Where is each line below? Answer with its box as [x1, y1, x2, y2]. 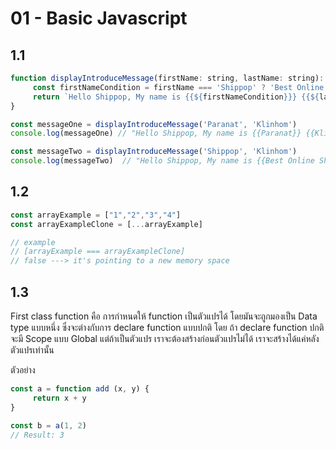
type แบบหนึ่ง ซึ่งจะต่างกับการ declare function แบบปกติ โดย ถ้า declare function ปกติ [10, 322, 325, 333]
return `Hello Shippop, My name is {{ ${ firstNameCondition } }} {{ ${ [32, 92, 320, 102]
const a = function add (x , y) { [10, 384, 150, 394]
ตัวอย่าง [10, 364, 36, 376]
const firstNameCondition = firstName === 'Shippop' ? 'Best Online [32, 82, 325, 92]
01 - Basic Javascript [10, 7, 188, 30]
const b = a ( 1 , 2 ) [10, 420, 87, 431]
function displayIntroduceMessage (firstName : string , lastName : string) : [10, 73, 325, 83]
